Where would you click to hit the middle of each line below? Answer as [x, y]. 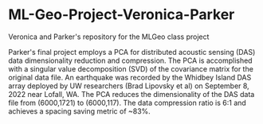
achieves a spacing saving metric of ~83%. [80, 111]
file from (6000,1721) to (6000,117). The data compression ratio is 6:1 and [128, 103]
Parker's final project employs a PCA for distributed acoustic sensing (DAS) [132, 52]
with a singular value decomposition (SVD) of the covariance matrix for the [131, 68]
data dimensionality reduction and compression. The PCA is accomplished [130, 60]
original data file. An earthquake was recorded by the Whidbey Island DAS [130, 77]
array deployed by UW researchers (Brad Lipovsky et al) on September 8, [129, 86]
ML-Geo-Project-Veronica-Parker [122, 15]
